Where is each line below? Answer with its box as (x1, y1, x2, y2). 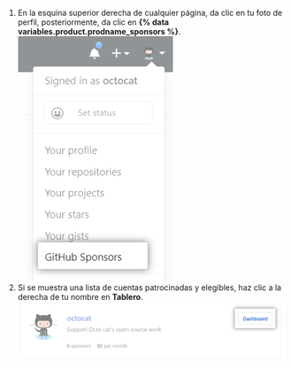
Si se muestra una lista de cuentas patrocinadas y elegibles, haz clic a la (17, 282, 281, 293)
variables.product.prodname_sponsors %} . (17, 27, 181, 36)
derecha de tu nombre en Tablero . (17, 292, 143, 302)
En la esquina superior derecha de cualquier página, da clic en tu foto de (17, 8, 283, 18)
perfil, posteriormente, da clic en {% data (17, 17, 170, 27)
